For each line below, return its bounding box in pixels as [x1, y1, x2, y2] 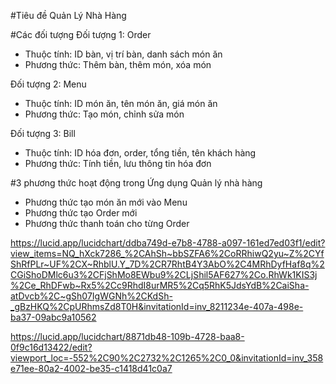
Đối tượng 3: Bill [10, 128, 76, 139]
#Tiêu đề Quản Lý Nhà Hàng [10, 10, 127, 21]
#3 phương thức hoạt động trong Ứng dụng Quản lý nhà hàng [10, 177, 263, 189]
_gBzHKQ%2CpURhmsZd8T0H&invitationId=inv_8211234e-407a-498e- [10, 301, 304, 312]
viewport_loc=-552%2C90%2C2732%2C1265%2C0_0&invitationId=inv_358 [10, 352, 324, 364]
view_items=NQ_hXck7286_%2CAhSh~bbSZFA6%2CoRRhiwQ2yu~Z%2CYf [10, 248, 325, 259]
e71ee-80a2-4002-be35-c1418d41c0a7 [10, 363, 173, 374]
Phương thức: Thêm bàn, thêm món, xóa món [24, 59, 212, 70]
